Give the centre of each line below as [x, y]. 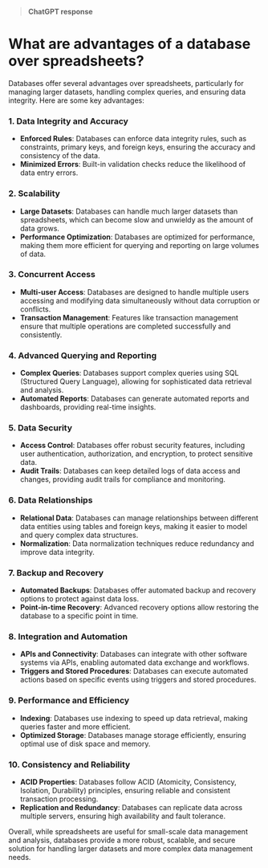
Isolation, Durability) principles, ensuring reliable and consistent [125, 790]
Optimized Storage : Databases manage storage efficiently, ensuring [133, 735]
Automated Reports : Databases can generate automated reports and [134, 399]
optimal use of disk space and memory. [85, 744]
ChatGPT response [61, 12]
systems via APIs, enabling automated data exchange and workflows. [135, 662]
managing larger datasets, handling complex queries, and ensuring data [127, 92]
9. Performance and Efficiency [69, 700]
